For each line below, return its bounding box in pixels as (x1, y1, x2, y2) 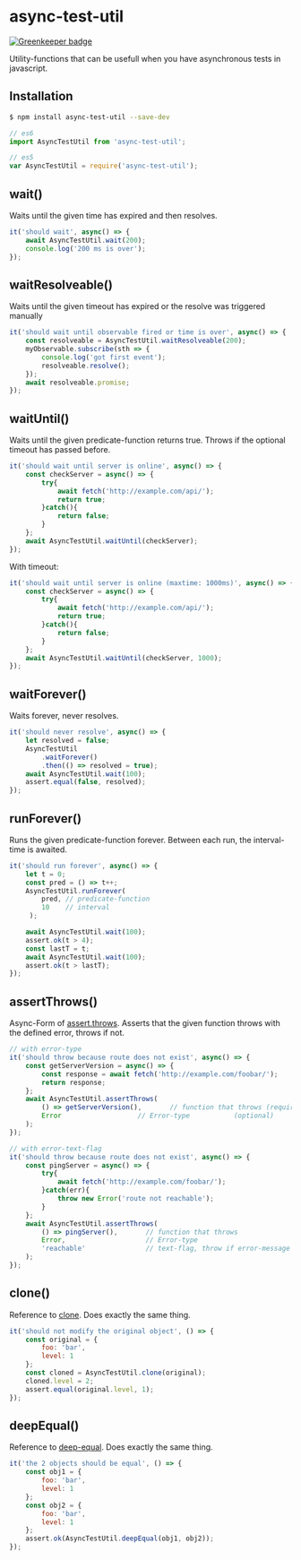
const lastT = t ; (25, 944, 90, 953)
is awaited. (27, 844, 67, 855)
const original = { (25, 1335, 99, 1344)
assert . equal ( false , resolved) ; (25, 778, 146, 787)
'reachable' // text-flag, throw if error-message (41, 1244, 291, 1254)
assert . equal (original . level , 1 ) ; (25, 1384, 154, 1394)
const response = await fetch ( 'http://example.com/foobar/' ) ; (41, 1069, 279, 1079)
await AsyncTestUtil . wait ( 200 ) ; (25, 236, 146, 245)
